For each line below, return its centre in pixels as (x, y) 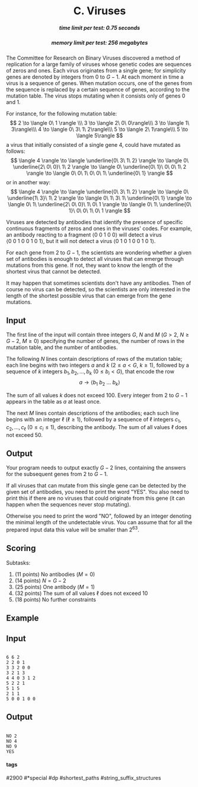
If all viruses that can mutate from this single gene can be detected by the (96, 486)
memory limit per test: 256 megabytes (100, 43)
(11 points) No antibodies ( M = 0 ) (55, 574)
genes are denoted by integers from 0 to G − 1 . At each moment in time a (95, 77)
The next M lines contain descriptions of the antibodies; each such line (93, 413)
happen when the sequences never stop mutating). (68, 505)
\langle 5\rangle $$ (100, 136)
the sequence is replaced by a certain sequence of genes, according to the (98, 89)
